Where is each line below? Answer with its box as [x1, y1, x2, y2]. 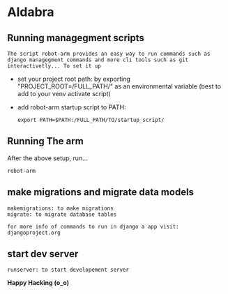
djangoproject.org [7, 229, 61, 236]
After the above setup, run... [7, 154, 89, 162]
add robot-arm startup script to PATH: [17, 103, 127, 111]
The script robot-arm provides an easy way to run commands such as [7, 50, 211, 57]
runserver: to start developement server [7, 266, 130, 274]
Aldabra [7, 4, 54, 20]
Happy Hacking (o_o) [7, 279, 70, 287]
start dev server [7, 248, 79, 260]
